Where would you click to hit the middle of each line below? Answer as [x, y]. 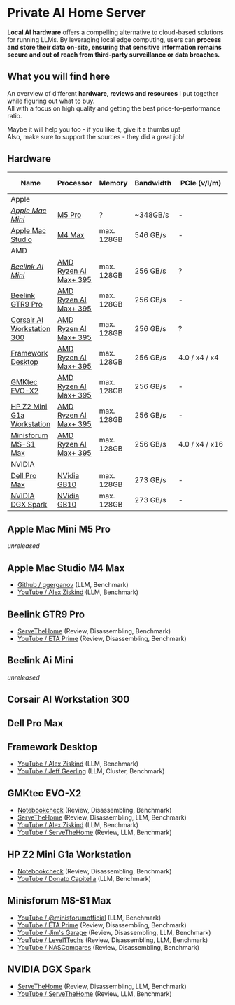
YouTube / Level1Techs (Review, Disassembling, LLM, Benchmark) [113, 940]
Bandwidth [153, 183]
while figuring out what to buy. [51, 101]
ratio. [15, 115]
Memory [113, 183]
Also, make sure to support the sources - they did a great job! [96, 136]
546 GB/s [150, 234]
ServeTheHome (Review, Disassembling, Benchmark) [94, 631]
